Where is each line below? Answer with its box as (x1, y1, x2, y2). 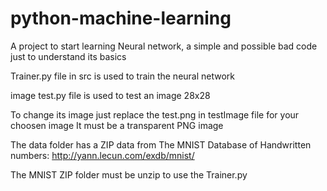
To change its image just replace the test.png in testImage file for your (10, 108, 300, 121)
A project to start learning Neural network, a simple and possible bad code (10, 40, 318, 52)
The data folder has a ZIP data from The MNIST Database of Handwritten (10, 138, 312, 151)
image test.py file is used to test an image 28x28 (10, 89, 211, 101)
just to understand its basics (10, 50, 127, 62)
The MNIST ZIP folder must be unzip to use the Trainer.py (10, 168, 248, 181)
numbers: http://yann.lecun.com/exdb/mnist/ (10, 149, 195, 161)
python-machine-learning (10, 7, 232, 30)
